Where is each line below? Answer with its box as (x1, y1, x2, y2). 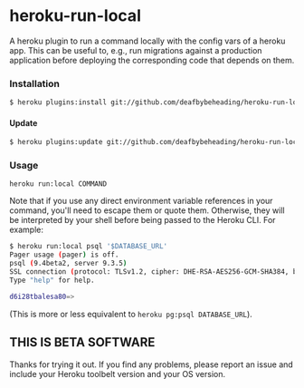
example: (9, 224, 43, 236)
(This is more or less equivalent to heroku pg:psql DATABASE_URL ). (9, 308, 253, 319)
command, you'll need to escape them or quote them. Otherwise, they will (9, 205, 285, 216)
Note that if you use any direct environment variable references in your (9, 196, 273, 207)
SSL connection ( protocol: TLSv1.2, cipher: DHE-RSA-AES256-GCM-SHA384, (9, 267, 290, 276)
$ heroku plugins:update (9, 138, 103, 147)
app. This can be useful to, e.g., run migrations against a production (9, 44, 262, 55)
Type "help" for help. (9, 276, 95, 285)
